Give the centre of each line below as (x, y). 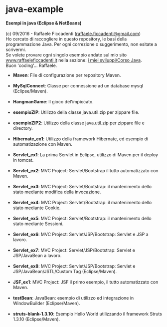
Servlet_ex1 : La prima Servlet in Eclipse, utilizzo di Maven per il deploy (85, 155)
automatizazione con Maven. (43, 144)
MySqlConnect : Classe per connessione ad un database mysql (78, 85)
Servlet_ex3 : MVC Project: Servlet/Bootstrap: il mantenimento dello (82, 186)
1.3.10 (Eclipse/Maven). (36, 319)
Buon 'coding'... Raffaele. (31, 65)
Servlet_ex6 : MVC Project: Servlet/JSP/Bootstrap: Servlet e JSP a (81, 234)
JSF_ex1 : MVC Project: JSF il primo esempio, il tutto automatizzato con (85, 282)
